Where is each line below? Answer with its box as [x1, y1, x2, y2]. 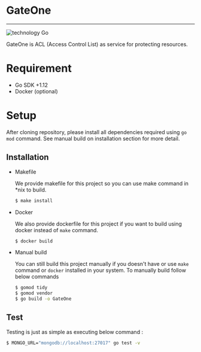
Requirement [6, 62, 72, 75]
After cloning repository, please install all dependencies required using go [6, 128, 187, 135]
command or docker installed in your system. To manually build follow [14, 267, 187, 274]
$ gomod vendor [14, 290, 53, 296]
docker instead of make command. [14, 226, 99, 233]
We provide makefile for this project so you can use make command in [14, 180, 189, 187]
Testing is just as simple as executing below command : [6, 328, 144, 335]
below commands [14, 273, 59, 280]
